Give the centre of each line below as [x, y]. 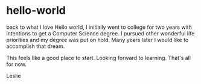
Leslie [14, 76]
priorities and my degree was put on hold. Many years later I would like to [97, 40]
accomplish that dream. [36, 46]
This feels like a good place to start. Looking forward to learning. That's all [99, 58]
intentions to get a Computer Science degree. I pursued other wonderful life [101, 33]
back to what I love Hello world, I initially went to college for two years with [99, 27]
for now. [17, 64]
